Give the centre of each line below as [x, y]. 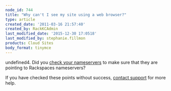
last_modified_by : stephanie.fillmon [45, 39]
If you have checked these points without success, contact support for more [86, 77]
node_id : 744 [19, 10]
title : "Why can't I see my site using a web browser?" [66, 15]
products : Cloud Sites [29, 43]
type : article [20, 19]
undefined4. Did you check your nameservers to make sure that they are [82, 62]
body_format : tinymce [28, 48]
